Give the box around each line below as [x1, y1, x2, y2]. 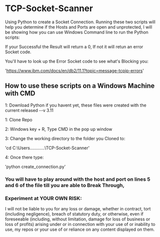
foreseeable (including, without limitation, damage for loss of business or [5, 216, 150, 222]
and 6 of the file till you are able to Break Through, [5, 182, 125, 189]
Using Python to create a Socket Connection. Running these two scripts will [5, 19, 156, 25]
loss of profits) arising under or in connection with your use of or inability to [5, 221, 156, 227]
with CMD [5, 89, 35, 97]
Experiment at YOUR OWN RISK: [5, 195, 82, 202]
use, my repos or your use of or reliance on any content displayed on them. [5, 226, 155, 232]
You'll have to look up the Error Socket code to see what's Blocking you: [5, 58, 149, 64]
